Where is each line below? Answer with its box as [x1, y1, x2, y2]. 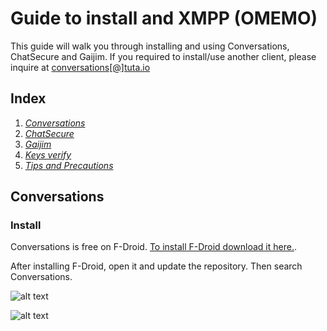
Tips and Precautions [24, 159, 114, 171]
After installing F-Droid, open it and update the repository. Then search [10, 260, 303, 272]
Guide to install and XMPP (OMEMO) [10, 7, 318, 30]
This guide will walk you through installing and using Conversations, [10, 40, 290, 52]
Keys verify [24, 148, 72, 161]
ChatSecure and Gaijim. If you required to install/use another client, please [10, 50, 317, 62]
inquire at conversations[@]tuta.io [10, 61, 151, 73]
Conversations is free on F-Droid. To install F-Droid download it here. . [10, 241, 297, 253]
